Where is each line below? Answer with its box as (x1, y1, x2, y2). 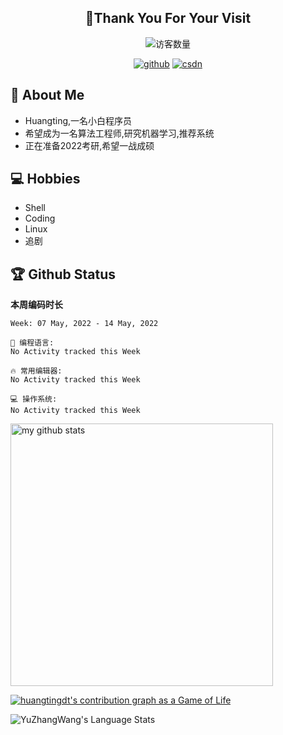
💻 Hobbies (10, 171, 81, 188)
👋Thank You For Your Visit (84, 10, 252, 27)
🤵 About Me (10, 87, 85, 104)
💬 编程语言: (10, 338, 55, 348)
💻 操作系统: (10, 394, 58, 405)
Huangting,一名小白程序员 (24, 114, 133, 126)
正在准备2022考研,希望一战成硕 (24, 139, 155, 151)
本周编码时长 (10, 299, 63, 311)
